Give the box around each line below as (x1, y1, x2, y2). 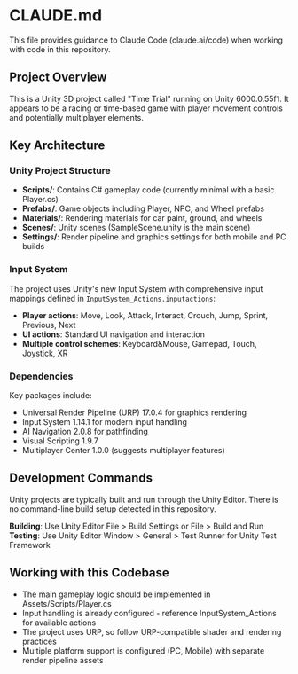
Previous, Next (21, 319, 76, 330)
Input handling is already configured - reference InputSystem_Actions (21, 607, 277, 618)
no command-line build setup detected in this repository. (9, 503, 217, 514)
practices (21, 636, 58, 647)
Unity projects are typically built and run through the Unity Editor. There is (9, 494, 279, 505)
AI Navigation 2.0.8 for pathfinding (21, 427, 149, 437)
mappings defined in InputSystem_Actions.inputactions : (9, 293, 216, 303)
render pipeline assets (21, 654, 104, 665)
